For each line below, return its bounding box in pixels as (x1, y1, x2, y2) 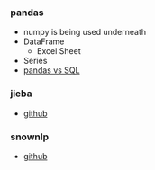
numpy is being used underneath (23, 27, 147, 38)
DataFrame (23, 36, 65, 47)
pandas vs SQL (23, 65, 80, 76)
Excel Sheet (36, 46, 81, 57)
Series (23, 56, 48, 67)
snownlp (10, 130, 49, 143)
